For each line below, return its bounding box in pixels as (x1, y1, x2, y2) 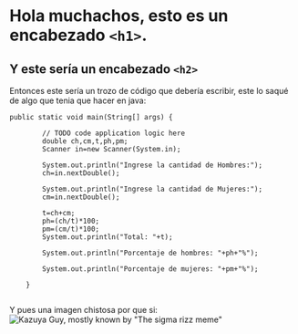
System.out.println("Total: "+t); (42, 233, 173, 242)
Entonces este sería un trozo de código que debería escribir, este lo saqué (9, 86, 289, 96)
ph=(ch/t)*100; (42, 216, 100, 225)
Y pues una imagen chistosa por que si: (9, 305, 158, 315)
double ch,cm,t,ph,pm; (42, 137, 128, 146)
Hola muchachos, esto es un (9, 5, 229, 26)
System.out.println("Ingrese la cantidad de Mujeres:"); (42, 184, 262, 193)
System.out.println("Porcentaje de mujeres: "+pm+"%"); (42, 265, 259, 274)
